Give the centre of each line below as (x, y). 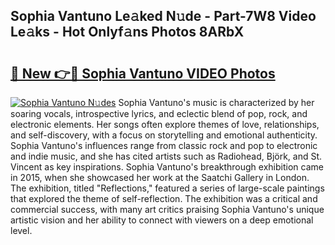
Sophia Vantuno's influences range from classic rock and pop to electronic (164, 145)
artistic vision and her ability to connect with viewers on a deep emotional (162, 220)
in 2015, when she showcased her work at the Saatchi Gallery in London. (160, 177)
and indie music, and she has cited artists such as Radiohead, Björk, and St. (166, 156)
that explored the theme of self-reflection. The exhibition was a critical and (164, 198)
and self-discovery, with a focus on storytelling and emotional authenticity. (164, 135)
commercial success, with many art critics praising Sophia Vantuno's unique (167, 209)
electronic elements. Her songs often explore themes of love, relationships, (165, 124)
